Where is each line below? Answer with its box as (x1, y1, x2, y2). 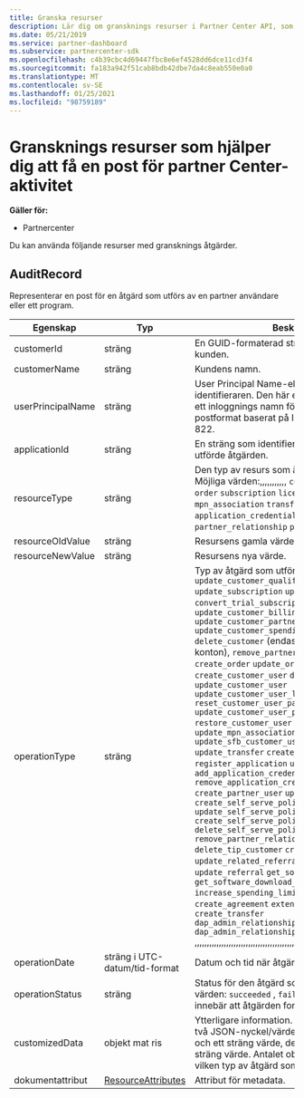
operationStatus (14, 988, 82, 1001)
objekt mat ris (103, 1036, 163, 1049)
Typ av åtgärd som (194, 564, 274, 577)
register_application (194, 758, 288, 769)
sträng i (103, 950, 137, 963)
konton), (194, 646, 231, 659)
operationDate (14, 957, 75, 969)
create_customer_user (194, 670, 288, 680)
